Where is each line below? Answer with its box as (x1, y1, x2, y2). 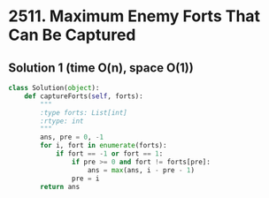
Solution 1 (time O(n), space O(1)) (8, 60, 194, 75)
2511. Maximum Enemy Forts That (8, 6, 261, 27)
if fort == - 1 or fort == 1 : (55, 149, 164, 158)
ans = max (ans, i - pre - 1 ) (87, 165, 196, 174)
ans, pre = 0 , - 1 (40, 133, 104, 142)
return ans (40, 182, 81, 191)
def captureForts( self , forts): (24, 91, 143, 101)
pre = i (71, 174, 100, 183)
